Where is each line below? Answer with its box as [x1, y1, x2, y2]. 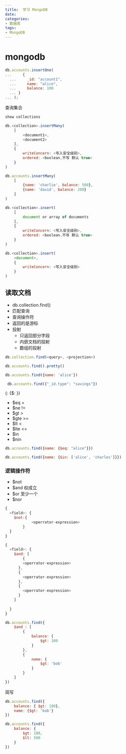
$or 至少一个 [12, 491, 38, 497]
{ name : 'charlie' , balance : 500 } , [23, 183, 93, 188]
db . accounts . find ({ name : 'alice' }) [5, 373, 78, 377]
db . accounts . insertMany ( [5, 173, 56, 178]
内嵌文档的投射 [19, 339, 50, 344]
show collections [5, 114, 41, 120]
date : [5, 12, 16, 17]
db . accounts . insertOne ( [5, 68, 54, 72]
